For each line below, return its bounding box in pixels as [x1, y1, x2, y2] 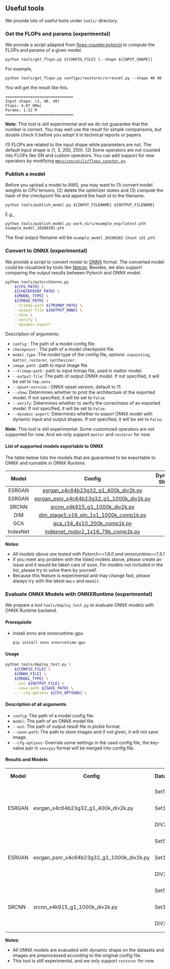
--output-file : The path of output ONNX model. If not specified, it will [12, 373, 159, 379]
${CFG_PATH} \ [14, 284, 44, 289]
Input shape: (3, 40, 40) [5, 99, 60, 104]
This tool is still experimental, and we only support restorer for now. [12, 957, 155, 963]
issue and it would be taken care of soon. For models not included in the [12, 562, 163, 568]
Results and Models [5, 756, 48, 763]
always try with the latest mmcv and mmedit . [12, 578, 100, 584]
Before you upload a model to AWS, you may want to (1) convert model [5, 182, 153, 188]
